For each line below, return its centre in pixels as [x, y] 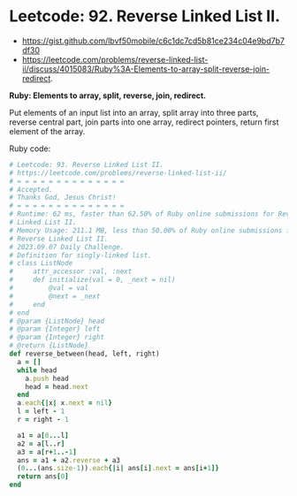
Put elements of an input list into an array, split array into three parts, [134, 112]
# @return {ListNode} [49, 346]
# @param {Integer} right [57, 338]
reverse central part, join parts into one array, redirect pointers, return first [144, 122]
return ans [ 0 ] [43, 477]
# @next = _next [55, 296]
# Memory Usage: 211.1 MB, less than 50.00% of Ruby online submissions [146, 230]
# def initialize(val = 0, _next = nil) [92, 280]
